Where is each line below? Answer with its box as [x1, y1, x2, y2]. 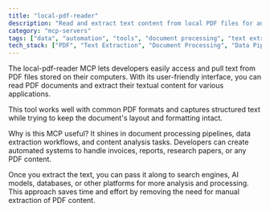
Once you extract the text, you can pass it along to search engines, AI [8, 170, 239, 180]
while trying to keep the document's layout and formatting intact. [8, 113, 223, 123]
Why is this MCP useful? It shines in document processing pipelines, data [8, 129, 252, 139]
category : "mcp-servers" [8, 26, 92, 34]
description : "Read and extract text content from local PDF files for [8, 19, 253, 27]
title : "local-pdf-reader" [8, 11, 99, 20]
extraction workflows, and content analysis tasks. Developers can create [8, 137, 249, 147]
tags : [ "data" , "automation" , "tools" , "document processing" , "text [8, 34, 247, 43]
